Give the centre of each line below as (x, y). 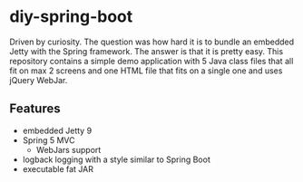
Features (35, 109)
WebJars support (68, 149)
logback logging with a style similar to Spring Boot (116, 159)
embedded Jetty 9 (57, 130)
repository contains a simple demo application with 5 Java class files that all (151, 61)
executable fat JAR (58, 168)
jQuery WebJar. (39, 80)
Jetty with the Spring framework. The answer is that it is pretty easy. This (147, 51)
